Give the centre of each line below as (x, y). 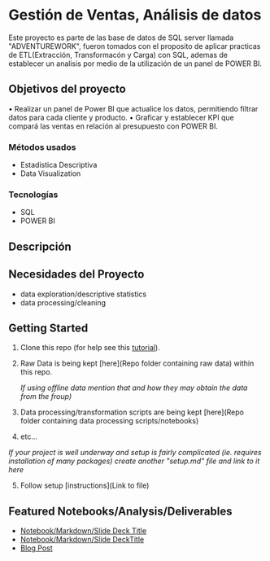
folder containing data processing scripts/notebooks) (109, 421)
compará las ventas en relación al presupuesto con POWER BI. (113, 126)
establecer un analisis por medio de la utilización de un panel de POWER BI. (135, 64)
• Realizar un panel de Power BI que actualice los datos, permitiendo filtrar (133, 108)
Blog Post (36, 548)
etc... (29, 436)
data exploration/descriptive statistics (83, 294)
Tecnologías (33, 195)
